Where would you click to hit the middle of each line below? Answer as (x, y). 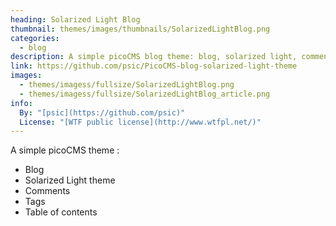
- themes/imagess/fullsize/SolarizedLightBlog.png (127, 85)
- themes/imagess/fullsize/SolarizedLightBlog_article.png (145, 94)
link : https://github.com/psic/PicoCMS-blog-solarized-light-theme (154, 66)
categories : (35, 38)
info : (21, 103)
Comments (47, 191)
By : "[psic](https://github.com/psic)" (102, 112)
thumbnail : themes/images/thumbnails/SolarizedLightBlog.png (140, 29)
